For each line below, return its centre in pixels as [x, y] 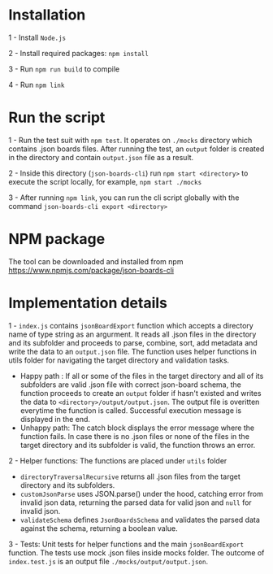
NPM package [57, 239]
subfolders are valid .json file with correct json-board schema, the [130, 385]
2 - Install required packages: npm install [78, 53]
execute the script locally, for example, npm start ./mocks [105, 181]
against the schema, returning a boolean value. [99, 528]
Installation [47, 15]
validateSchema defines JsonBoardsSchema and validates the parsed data [140, 520]
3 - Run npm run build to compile [64, 69]
